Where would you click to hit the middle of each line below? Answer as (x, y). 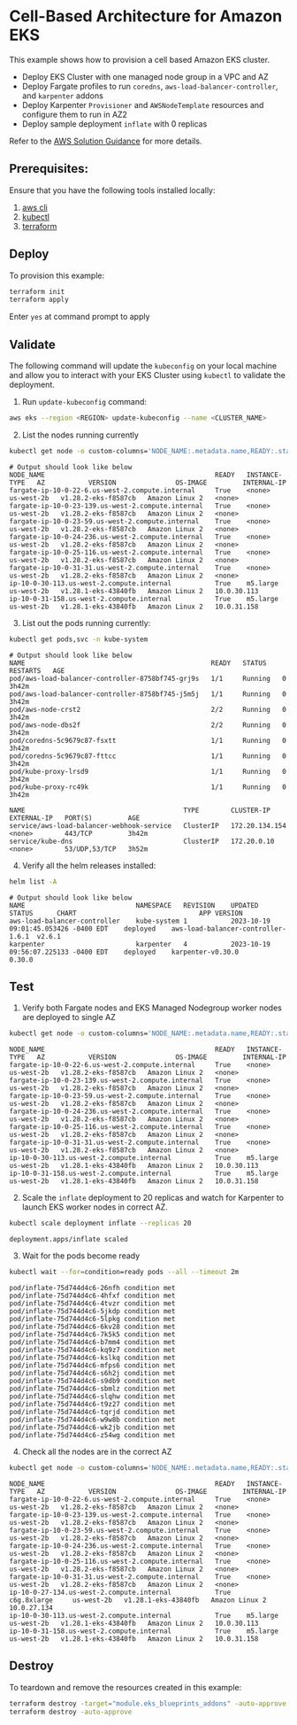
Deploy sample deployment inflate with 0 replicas (114, 124)
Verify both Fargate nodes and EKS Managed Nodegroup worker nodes (152, 1008)
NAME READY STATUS (138, 663)
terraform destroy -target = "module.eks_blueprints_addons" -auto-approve (148, 1703)
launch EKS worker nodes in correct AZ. (95, 1207)
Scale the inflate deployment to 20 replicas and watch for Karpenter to (153, 1198)
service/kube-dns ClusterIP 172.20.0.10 (142, 841)
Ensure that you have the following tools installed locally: (112, 190)
